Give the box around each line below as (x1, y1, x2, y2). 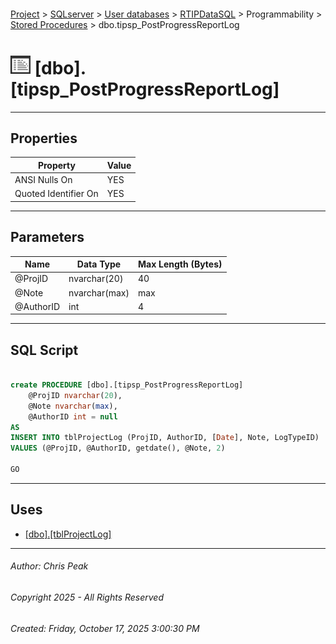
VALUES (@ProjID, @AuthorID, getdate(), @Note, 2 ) (10, 443, 226, 454)
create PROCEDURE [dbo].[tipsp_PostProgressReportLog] (10, 380, 244, 390)
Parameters (10, 229, 85, 246)
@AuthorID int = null (28, 411, 118, 422)
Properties (10, 130, 78, 147)
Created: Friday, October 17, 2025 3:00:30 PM (10, 622, 200, 634)
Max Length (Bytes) (137, 258, 223, 270)
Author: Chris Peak (10, 560, 89, 572)
